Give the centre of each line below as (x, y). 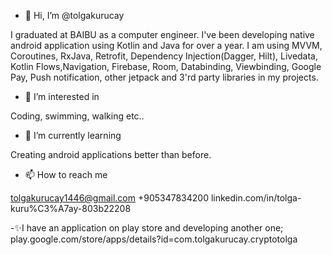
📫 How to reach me (66, 174)
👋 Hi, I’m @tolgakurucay (74, 15)
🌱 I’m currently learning (73, 135)
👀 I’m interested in (62, 96)
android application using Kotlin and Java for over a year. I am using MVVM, (166, 45)
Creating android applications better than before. (111, 154)
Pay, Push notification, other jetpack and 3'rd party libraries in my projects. (164, 77)
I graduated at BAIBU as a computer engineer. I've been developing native (162, 34)
